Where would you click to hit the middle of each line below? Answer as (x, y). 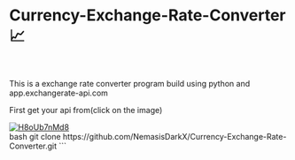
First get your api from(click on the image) (86, 110)
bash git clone (35, 136)
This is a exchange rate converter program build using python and (130, 83)
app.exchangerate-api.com (59, 93)
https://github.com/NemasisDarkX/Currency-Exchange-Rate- (175, 136)
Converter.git (33, 146)
